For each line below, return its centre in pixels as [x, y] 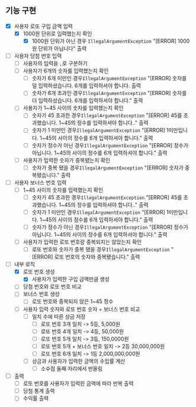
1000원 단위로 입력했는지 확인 [57, 33]
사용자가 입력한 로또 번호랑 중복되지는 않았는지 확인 [82, 242]
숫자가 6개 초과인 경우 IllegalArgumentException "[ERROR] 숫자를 [109, 93]
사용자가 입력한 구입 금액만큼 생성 [71, 279]
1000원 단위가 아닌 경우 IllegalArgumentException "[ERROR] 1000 [111, 41]
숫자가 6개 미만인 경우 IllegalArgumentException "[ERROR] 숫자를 [109, 78]
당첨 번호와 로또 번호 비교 [52, 286]
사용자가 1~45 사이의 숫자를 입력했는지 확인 [73, 108]
